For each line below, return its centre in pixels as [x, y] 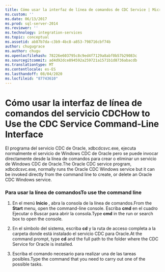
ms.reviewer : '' [22, 28]
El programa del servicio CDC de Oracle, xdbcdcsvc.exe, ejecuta [71, 148]
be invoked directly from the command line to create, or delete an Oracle [79, 174]
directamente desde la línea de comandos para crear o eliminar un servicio [81, 158]
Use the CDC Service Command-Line [82, 124]
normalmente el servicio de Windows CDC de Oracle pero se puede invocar [82, 153]
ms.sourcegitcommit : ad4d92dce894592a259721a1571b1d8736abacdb [71, 60]
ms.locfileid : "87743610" [31, 78]
